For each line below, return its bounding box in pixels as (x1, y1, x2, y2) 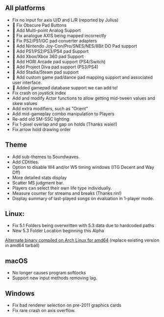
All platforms (5, 4, 46, 12)
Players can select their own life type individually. (12, 185, 112, 191)
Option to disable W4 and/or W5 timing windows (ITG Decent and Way (12, 164, 154, 170)
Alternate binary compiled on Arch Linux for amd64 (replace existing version (5, 238, 160, 243)
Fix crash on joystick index (12, 90, 66, 96)
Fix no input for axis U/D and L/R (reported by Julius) (12, 17, 119, 23)
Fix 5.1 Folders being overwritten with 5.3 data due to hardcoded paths (12, 223, 154, 229)
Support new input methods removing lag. (12, 275, 97, 281)
